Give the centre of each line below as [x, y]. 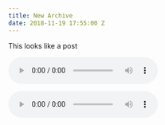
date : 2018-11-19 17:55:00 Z [57, 23]
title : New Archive [41, 16]
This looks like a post [43, 45]
